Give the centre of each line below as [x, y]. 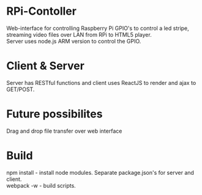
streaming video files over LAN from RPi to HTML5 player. [79, 34]
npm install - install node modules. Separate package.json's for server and [100, 172]
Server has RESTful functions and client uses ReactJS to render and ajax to [101, 83]
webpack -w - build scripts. [41, 185]
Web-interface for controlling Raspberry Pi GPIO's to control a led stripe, [98, 28]
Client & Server [45, 66]
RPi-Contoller [41, 11]
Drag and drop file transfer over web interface [64, 131]
